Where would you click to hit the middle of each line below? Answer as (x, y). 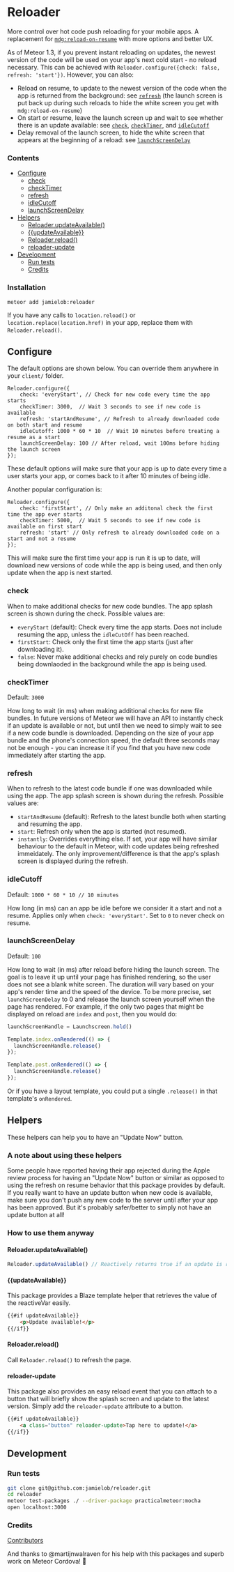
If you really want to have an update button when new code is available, (110, 1193)
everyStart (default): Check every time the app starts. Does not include (120, 627)
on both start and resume (45, 425)
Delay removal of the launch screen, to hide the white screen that (111, 132)
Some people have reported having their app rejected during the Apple (109, 1170)
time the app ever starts (45, 514)
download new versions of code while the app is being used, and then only (115, 565)
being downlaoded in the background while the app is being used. (112, 664)
